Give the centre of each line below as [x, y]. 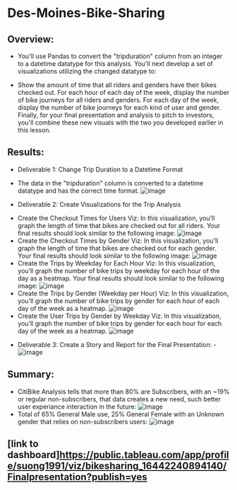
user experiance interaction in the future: [77, 406]
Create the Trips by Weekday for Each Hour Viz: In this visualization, [116, 263]
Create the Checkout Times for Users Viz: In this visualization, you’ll [116, 218]
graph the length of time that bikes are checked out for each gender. [117, 248]
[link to [23, 444]
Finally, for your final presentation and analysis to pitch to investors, [116, 115]
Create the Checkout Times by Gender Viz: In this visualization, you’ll [118, 240]
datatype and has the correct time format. [78, 190]
